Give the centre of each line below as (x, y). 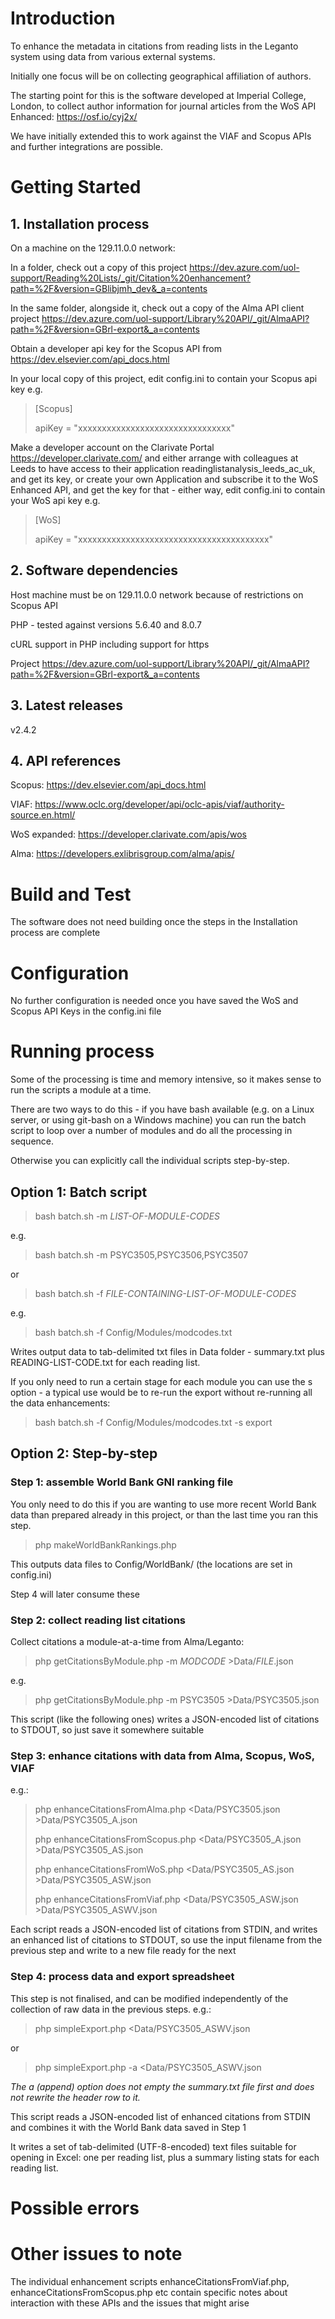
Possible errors (75, 2208)
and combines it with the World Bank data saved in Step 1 (128, 2127)
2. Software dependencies (94, 570)
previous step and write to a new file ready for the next (123, 1951)
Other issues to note (96, 2253)
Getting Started (76, 187)
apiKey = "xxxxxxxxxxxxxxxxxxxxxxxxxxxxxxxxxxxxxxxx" (154, 539)
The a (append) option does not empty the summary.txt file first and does (162, 2086)
